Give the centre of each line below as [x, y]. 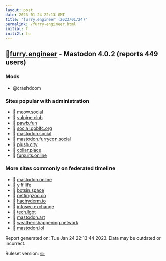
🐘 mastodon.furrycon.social [42, 139]
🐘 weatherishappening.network [46, 223]
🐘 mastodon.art [29, 217]
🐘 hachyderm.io [29, 201]
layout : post [19, 10]
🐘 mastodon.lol [28, 228]
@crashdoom [27, 88]
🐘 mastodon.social [32, 133]
